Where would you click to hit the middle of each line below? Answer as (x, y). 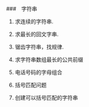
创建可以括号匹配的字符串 (46, 98)
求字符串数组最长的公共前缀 (49, 59)
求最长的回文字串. (36, 34)
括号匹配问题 (30, 85)
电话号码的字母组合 (39, 72)
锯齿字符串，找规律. (39, 47)
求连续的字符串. (34, 22)
